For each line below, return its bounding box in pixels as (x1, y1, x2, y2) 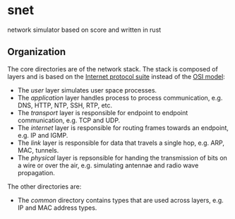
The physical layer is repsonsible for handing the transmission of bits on (17, 153, 228, 162)
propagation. (17, 168, 55, 177)
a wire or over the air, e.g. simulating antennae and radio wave (17, 161, 199, 170)
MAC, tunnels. (17, 146, 59, 154)
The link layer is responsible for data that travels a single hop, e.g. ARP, (17, 138, 224, 147)
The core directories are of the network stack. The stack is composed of (7, 64, 219, 73)
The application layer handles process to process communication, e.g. (17, 93, 223, 102)
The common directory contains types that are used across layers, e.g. (17, 196, 224, 204)
